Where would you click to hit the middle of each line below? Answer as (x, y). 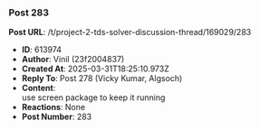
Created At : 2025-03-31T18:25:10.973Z (95, 69)
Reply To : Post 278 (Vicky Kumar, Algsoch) (102, 78)
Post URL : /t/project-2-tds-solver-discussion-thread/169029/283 (130, 32)
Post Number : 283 (57, 117)
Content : (39, 88)
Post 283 (29, 13)
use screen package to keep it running (93, 97)
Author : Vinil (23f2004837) (73, 60)
